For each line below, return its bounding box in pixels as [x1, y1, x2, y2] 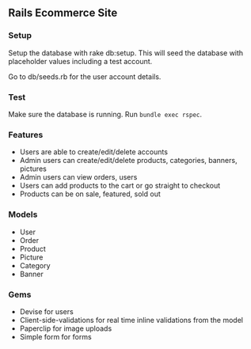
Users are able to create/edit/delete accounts [19, 147, 169, 157]
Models [8, 209, 38, 220]
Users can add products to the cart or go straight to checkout [19, 181, 221, 191]
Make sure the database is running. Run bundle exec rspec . [8, 109, 203, 119]
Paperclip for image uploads [19, 324, 112, 333]
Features [8, 129, 44, 140]
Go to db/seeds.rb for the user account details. [8, 71, 162, 82]
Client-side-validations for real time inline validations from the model [19, 315, 244, 324]
